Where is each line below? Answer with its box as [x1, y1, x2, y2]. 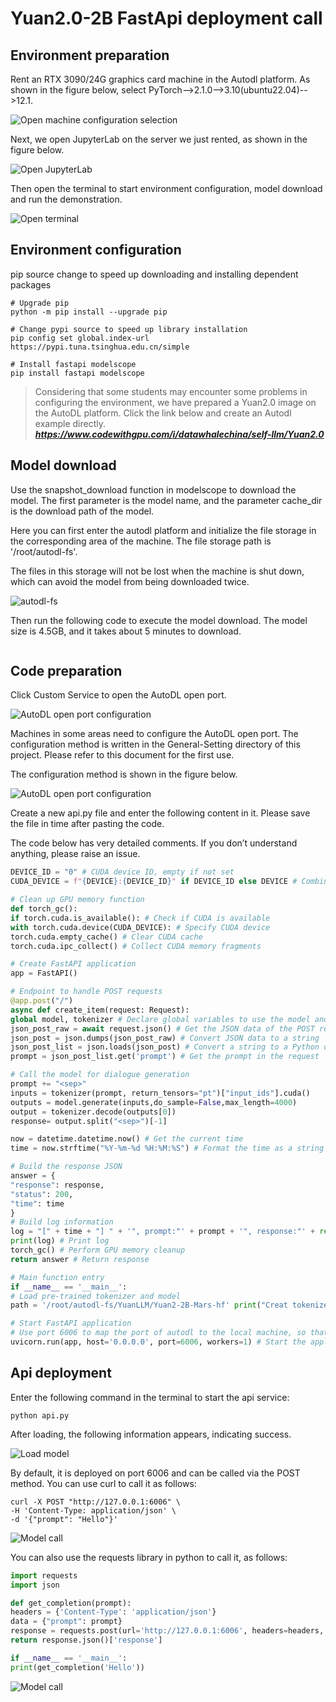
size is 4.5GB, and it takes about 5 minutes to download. [10, 625, 242, 637]
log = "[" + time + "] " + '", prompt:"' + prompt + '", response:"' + [10, 1227, 316, 1237]
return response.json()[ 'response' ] [10, 1635, 163, 1645]
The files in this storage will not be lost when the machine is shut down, [10, 565, 305, 577]
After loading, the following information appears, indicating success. [10, 1428, 292, 1440]
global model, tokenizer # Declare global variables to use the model [10, 1014, 311, 1024]
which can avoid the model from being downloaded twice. [10, 575, 250, 587]
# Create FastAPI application [10, 959, 137, 969]
